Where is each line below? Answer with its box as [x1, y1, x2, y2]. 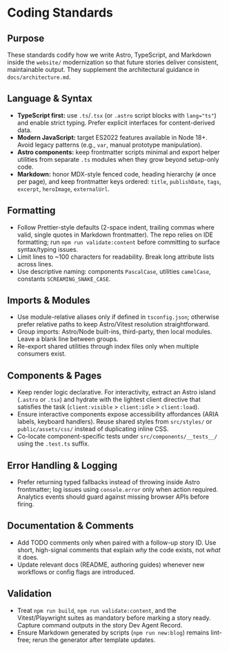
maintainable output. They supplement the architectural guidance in [7, 66, 200, 73]
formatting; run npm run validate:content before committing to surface [17, 237, 221, 246]
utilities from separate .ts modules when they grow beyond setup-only [17, 155, 219, 163]
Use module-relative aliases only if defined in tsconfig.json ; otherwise [17, 313, 219, 321]
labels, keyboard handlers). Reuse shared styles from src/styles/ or [17, 417, 212, 426]
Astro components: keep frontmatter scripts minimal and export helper [17, 147, 221, 156]
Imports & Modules [7, 295, 91, 306]
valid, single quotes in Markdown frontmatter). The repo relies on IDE [17, 230, 214, 239]
